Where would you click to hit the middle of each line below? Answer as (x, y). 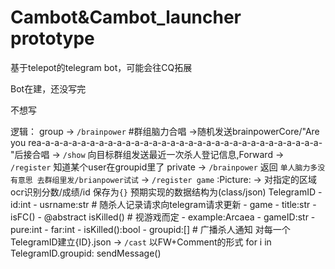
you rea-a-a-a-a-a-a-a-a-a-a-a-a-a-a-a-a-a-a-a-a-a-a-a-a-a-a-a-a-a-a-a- (166, 142)
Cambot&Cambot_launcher (126, 17)
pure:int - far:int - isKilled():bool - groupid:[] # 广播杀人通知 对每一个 (150, 229)
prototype (52, 38)
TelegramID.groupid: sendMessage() (86, 253)
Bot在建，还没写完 (48, 88)
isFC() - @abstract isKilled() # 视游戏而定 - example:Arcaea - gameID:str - (163, 217)
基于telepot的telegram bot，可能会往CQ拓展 (101, 67)
